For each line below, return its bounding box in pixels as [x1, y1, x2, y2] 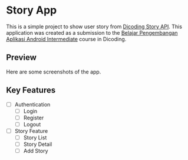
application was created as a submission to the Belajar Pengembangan [6, 29, 178, 36]
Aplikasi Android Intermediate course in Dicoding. [6, 35, 127, 42]
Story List [23, 134, 47, 141]
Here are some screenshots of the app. [6, 68, 101, 75]
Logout [23, 121, 41, 128]
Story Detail [23, 141, 52, 148]
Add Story [23, 148, 48, 154]
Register [23, 114, 44, 121]
